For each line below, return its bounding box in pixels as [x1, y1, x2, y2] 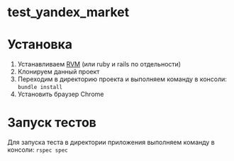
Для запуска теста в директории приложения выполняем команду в [7, 138, 215, 147]
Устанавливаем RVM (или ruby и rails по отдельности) [17, 60, 182, 68]
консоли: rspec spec [7, 145, 69, 154]
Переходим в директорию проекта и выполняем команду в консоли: [17, 75, 227, 83]
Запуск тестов [7, 114, 97, 131]
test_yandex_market [7, 4, 130, 20]
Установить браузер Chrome [17, 90, 104, 99]
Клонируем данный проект [17, 68, 100, 76]
